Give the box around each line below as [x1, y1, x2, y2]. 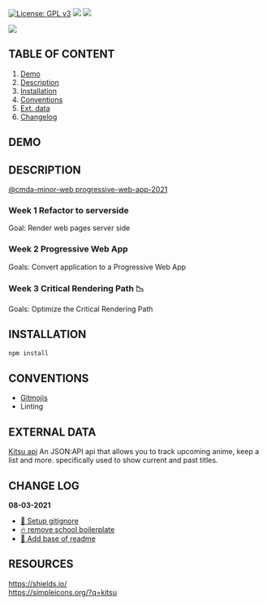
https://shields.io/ [8, 578, 67, 588]
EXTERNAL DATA [8, 425, 97, 439]
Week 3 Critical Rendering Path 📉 [8, 282, 144, 294]
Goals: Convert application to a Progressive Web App [8, 262, 187, 272]
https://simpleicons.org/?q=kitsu [8, 587, 118, 597]
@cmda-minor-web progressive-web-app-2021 [8, 185, 168, 195]
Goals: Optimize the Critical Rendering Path [8, 304, 153, 314]
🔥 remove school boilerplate [19, 525, 115, 534]
